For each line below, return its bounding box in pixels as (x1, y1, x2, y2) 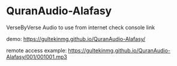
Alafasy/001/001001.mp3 (6, 53, 67, 60)
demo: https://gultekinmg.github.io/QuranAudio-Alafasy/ (6, 35, 146, 42)
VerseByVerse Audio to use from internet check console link (6, 24, 155, 31)
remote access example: (6, 46, 67, 54)
